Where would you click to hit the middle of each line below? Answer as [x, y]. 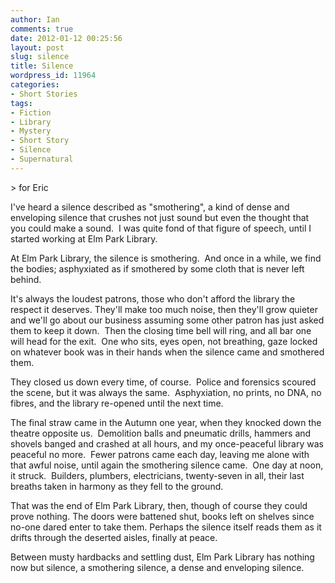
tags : [21, 103]
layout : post [37, 47]
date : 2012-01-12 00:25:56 [66, 38]
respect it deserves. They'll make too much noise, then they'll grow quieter [164, 309]
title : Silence [42, 66]
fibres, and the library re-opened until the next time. [117, 403]
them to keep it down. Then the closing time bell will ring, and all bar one [161, 330]
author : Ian [35, 19]
